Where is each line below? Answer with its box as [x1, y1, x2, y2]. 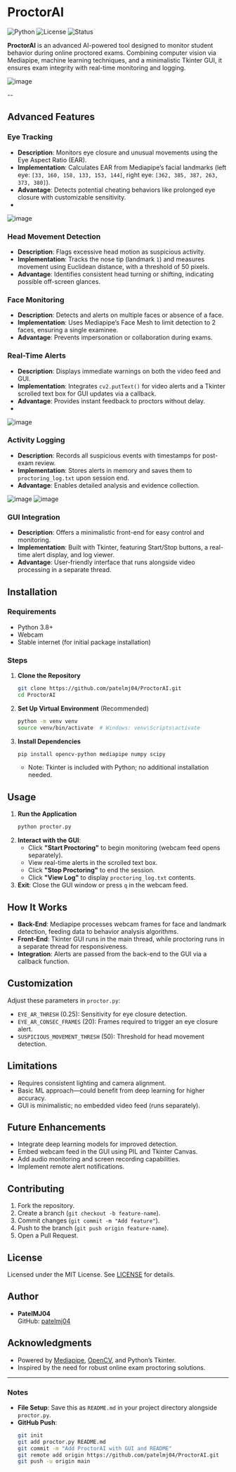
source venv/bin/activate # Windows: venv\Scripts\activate [17, 724, 201, 731]
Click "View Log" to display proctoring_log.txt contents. [27, 873, 196, 882]
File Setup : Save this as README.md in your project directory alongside [17, 1403, 218, 1412]
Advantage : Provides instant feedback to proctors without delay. [17, 396, 206, 405]
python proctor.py [17, 823, 72, 831]
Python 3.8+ [17, 623, 54, 631]
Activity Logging [7, 435, 65, 445]
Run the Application [17, 809, 77, 819]
